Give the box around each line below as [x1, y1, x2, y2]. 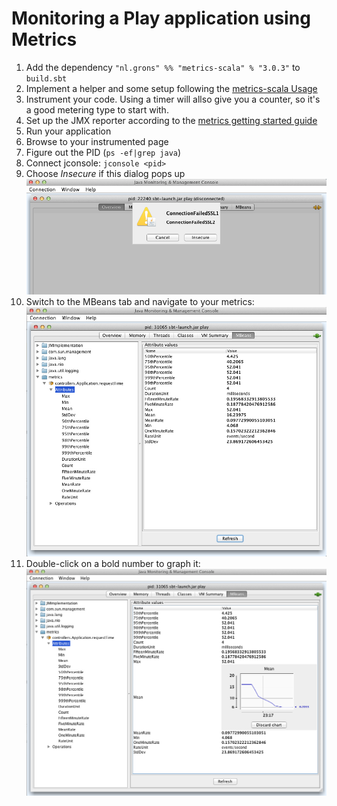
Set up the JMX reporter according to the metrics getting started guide [25, 114, 318, 126]
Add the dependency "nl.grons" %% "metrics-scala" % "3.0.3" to [25, 61, 301, 73]
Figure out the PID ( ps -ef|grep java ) [25, 146, 182, 158]
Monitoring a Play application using [11, 7, 311, 30]
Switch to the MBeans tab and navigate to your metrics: [25, 295, 255, 307]
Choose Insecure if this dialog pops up [25, 167, 186, 179]
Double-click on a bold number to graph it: [25, 558, 201, 570]
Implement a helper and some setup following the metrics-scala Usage [25, 82, 318, 94]
